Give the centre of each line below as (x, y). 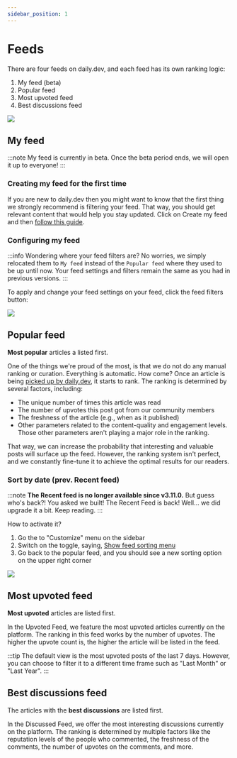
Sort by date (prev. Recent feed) (64, 480)
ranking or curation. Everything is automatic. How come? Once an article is (116, 373)
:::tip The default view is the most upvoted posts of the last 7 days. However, (119, 655)
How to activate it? (34, 524)
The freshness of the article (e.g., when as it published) (98, 417)
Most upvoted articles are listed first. (62, 613)
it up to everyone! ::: (36, 165)
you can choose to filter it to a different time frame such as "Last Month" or (117, 663)
